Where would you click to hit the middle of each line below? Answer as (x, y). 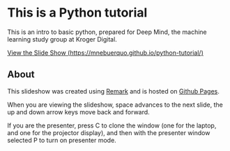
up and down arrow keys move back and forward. (78, 112)
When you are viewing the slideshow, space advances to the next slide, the (115, 105)
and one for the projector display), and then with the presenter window (109, 132)
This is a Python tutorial (77, 13)
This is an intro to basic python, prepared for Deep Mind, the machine (107, 32)
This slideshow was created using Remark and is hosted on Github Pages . (113, 91)
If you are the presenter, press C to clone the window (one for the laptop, (112, 125)
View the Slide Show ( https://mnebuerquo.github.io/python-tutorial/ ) (105, 53)
